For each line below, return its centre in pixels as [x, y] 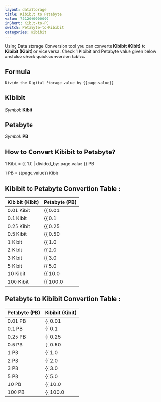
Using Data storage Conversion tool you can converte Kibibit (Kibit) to [75, 46]
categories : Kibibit [26, 32]
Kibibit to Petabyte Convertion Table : [63, 188]
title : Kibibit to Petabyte [33, 14]
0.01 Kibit [19, 211]
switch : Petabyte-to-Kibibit [34, 28]
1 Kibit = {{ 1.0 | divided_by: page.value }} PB [50, 164]
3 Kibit [15, 258]
